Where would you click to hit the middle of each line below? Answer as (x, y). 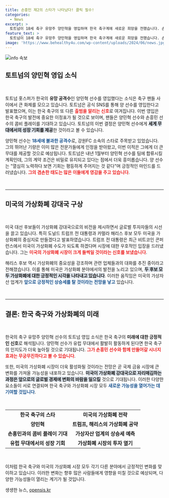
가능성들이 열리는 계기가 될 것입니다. (50, 479)
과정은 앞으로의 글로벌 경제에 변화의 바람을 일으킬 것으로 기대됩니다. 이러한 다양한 (84, 379)
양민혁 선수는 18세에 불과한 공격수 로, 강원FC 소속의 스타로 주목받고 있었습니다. (82, 141)
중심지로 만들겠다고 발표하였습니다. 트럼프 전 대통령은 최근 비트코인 (88, 240)
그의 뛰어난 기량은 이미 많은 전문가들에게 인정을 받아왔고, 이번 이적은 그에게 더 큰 (84, 147)
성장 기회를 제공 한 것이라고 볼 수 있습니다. (63, 130)
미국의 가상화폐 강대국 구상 (44, 204)
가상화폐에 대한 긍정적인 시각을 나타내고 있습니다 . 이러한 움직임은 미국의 (80, 276)
